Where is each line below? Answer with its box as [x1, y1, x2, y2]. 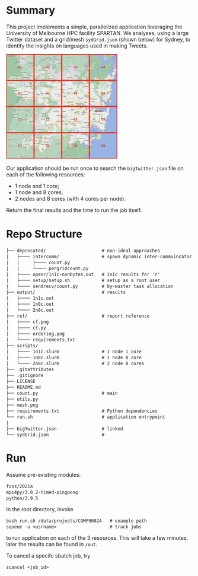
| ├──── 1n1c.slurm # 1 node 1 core [6, 349, 142, 355]
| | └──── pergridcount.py [6, 265, 89, 272]
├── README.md [6, 384, 41, 391]
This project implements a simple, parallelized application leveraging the [6, 23, 183, 30]
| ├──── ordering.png [6, 331, 65, 337]
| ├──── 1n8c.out [6, 301, 55, 308]
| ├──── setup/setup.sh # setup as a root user [6, 277, 161, 284]
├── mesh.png [6, 402, 39, 409]
